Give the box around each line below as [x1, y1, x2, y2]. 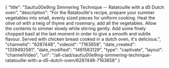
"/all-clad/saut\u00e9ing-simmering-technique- [52, 52, 152, 58]
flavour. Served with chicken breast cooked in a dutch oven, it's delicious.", [5, 36, 161, 42]
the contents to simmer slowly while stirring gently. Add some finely [5, 25, 146, 31]
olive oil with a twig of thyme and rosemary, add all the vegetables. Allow [5, 20, 157, 26]
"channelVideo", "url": [5, 52, 51, 58]
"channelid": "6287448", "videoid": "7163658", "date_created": [5, 41, 136, 47]
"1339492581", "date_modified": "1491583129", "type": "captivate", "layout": [5, 47, 163, 52]
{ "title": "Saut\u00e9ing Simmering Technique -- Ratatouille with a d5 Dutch [5, 4, 164, 10]
